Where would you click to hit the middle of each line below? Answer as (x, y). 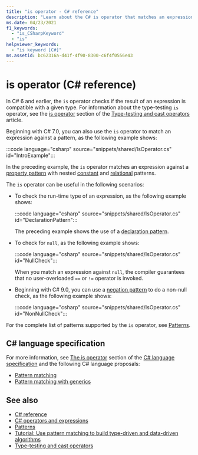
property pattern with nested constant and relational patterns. (81, 173)
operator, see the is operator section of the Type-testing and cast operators (98, 113)
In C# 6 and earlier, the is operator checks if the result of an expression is (96, 101)
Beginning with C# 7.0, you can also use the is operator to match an (89, 131)
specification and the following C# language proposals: (73, 364)
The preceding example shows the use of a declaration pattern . (92, 231)
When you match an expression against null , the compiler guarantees (100, 271)
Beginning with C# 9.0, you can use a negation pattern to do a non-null (101, 289)
